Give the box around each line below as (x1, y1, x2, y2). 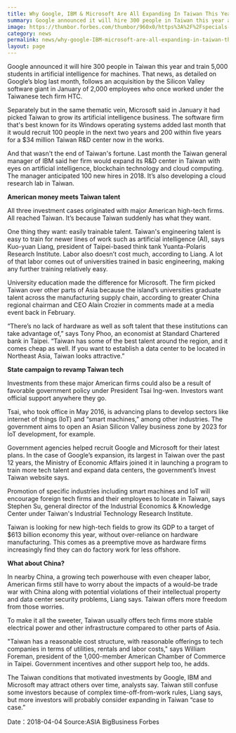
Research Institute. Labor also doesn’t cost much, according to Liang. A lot (7, 250, 223, 258)
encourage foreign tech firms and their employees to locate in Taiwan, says (7, 495, 225, 502)
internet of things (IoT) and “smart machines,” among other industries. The (7, 415, 223, 423)
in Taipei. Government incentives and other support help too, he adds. (7, 660, 210, 668)
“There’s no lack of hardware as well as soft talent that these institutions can (7, 322, 228, 330)
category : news (7, 30, 52, 37)
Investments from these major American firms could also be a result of (7, 379, 211, 387)
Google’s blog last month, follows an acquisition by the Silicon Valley (7, 77, 205, 85)
